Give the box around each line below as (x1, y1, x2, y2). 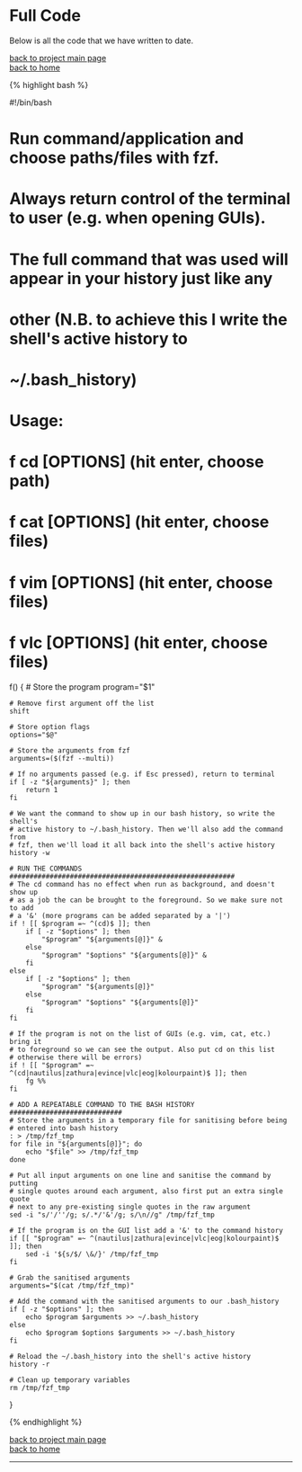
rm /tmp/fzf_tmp (9, 1383, 70, 1392)
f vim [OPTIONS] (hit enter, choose (9, 572, 273, 593)
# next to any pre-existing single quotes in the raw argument (9, 1202, 252, 1211)
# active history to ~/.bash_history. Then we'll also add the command (9, 825, 283, 834)
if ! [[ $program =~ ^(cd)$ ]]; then (9, 919, 151, 928)
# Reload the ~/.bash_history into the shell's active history (9, 1352, 252, 1360)
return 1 (25, 785, 58, 794)
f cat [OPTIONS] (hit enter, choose (9, 512, 270, 532)
